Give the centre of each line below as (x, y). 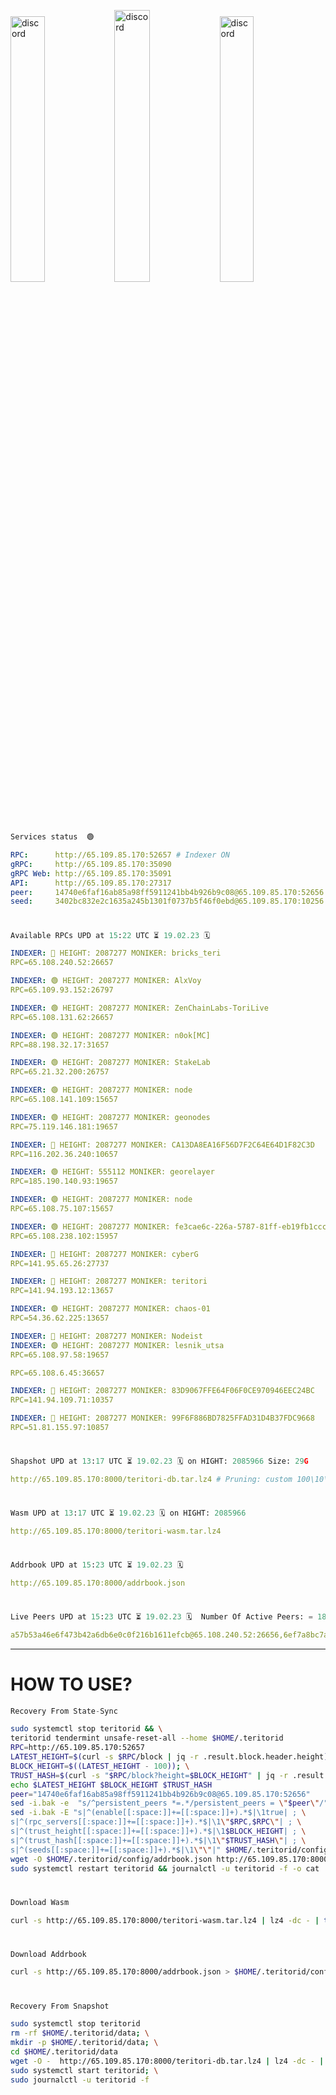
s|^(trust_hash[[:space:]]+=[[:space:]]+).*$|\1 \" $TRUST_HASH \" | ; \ (158, 1840)
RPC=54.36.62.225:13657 (60, 1318)
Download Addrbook (48, 1954)
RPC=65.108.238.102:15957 (64, 1236)
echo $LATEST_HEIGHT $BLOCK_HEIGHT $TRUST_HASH (111, 1785)
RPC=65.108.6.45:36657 (57, 1373)
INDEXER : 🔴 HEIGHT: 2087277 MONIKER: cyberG (104, 1254)
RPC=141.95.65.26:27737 (60, 1263)
